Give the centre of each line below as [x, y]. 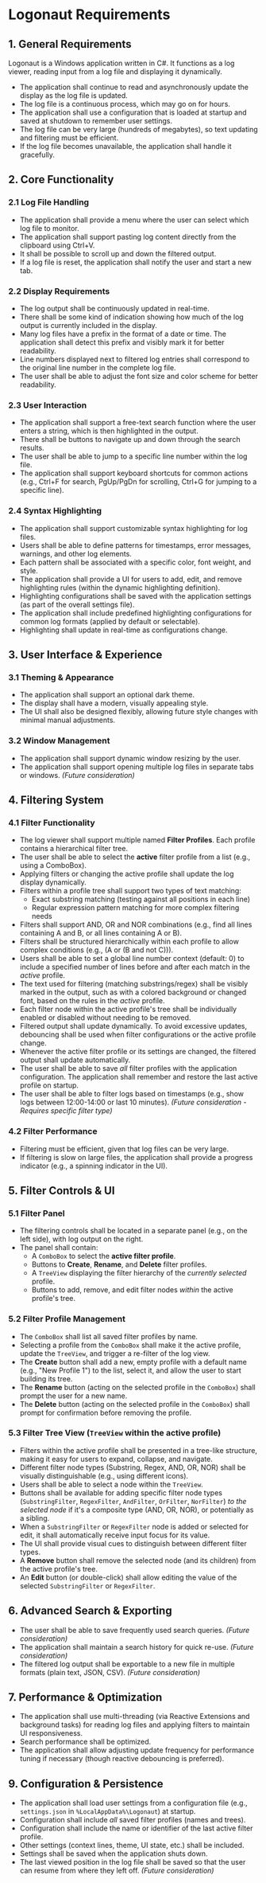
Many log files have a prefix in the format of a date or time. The [123, 334]
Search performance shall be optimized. [85, 1742]
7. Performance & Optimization [85, 1697]
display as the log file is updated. [74, 96]
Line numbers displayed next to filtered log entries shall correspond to [135, 359]
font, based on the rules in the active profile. [92, 1001]
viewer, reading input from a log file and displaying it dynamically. [115, 72]
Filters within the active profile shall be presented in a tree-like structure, [139, 1450]
